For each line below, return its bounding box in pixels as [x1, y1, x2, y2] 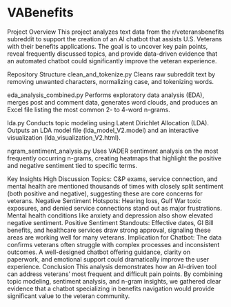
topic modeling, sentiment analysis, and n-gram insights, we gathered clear [7, 277, 221, 285]
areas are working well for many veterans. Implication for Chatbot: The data [7, 233, 222, 242]
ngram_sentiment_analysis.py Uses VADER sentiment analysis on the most [7, 147, 219, 155]
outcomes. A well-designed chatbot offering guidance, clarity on [7, 248, 191, 256]
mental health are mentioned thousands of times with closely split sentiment [7, 182, 224, 190]
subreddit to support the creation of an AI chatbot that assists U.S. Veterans [7, 34, 223, 43]
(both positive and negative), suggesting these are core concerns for [7, 189, 203, 198]
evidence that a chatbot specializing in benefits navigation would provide [7, 284, 215, 293]
